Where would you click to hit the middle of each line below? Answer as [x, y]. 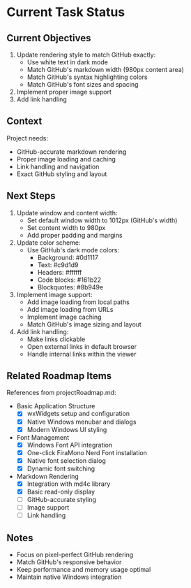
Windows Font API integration [70, 445]
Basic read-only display [61, 492]
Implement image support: [54, 294]
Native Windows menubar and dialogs [82, 422]
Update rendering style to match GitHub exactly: [86, 55]
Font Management [43, 437]
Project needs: [28, 138]
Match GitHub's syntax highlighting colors [87, 77]
